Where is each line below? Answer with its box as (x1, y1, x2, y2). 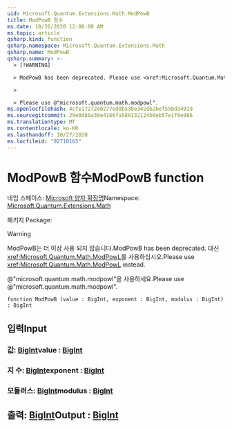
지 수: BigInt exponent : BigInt (7, 365, 105, 375)
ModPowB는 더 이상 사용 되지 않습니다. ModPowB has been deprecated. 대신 (7, 244, 220, 253)
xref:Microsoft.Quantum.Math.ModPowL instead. (7, 260, 146, 269)
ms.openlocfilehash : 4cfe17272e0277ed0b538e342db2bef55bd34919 (7, 105, 193, 113)
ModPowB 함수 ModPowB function (7, 170, 204, 186)
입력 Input (7, 323, 47, 335)
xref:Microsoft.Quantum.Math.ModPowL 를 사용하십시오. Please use (7, 253, 195, 261)
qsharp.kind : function (7, 36, 72, 43)
